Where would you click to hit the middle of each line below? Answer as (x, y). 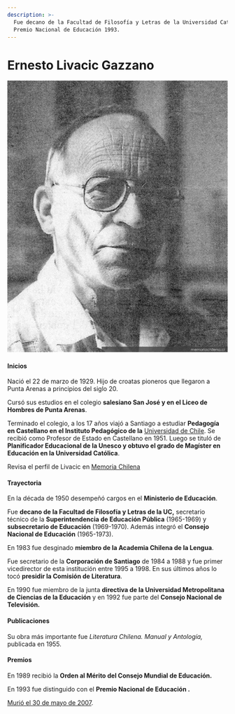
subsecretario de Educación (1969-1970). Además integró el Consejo (108, 527)
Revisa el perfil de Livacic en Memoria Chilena (74, 467)
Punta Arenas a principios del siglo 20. (63, 389)
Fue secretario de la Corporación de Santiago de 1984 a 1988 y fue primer (115, 561)
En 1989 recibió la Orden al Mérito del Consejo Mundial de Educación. (109, 675)
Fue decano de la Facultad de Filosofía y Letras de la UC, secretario (106, 512)
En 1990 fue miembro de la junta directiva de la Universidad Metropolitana (116, 590)
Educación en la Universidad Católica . (64, 453)
